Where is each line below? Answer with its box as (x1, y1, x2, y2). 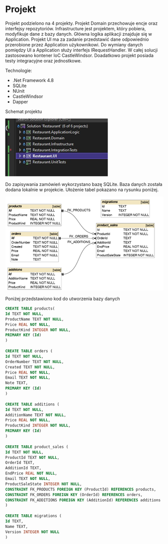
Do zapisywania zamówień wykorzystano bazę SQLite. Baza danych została (5, 181, 162, 187)
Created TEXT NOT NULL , (5, 365, 55, 370)
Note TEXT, (5, 381, 28, 386)
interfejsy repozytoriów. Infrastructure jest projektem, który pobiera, (5, 25, 146, 31)
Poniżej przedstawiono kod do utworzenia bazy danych (5, 296, 120, 302)
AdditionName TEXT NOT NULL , (5, 412, 66, 417)
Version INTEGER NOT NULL (5, 529, 59, 534)
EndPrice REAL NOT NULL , (5, 471, 57, 476)
